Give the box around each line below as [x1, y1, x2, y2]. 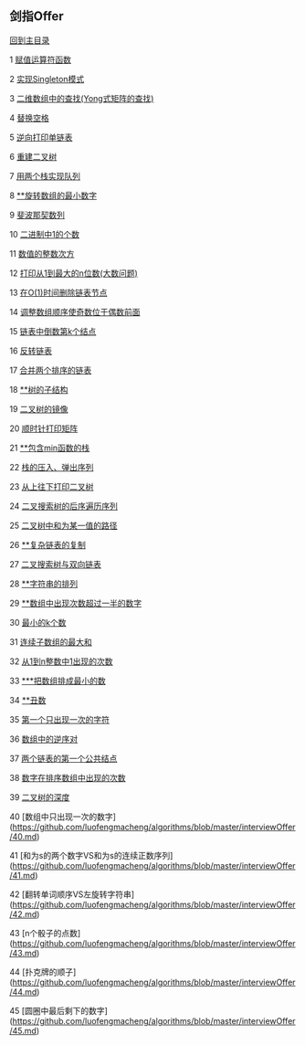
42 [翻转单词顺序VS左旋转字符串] [9, 889, 135, 900]
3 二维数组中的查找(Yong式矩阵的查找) [9, 92, 154, 103]
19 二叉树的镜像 [9, 403, 68, 414]
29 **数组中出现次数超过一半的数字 [9, 597, 142, 608]
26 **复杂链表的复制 [9, 539, 87, 550]
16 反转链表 [9, 345, 53, 356]
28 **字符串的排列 [9, 578, 79, 589]
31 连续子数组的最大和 [9, 636, 93, 647]
